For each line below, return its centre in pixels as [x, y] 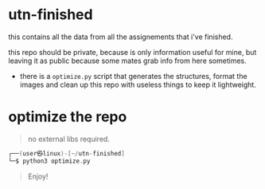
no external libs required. [68, 139]
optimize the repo [68, 117]
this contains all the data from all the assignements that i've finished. [121, 37]
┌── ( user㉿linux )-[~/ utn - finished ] [66, 153]
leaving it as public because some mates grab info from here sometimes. [127, 61]
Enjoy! [38, 176]
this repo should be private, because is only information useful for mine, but [132, 52]
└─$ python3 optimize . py [49, 161]
